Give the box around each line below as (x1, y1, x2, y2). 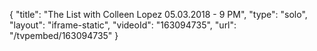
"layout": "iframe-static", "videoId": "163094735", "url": (9, 19, 237, 31)
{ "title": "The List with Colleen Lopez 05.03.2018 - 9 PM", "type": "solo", (9, 9, 308, 20)
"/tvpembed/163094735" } (9, 30, 119, 41)
